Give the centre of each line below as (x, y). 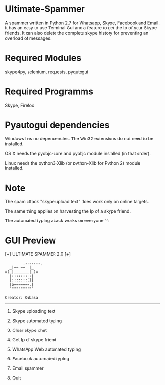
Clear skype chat (29, 330)
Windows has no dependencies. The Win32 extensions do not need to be (79, 138)
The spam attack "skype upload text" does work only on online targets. (77, 201)
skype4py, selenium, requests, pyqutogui (47, 72)
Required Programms (49, 92)
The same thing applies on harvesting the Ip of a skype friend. (68, 211)
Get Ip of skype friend (34, 339)
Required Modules (43, 58)
